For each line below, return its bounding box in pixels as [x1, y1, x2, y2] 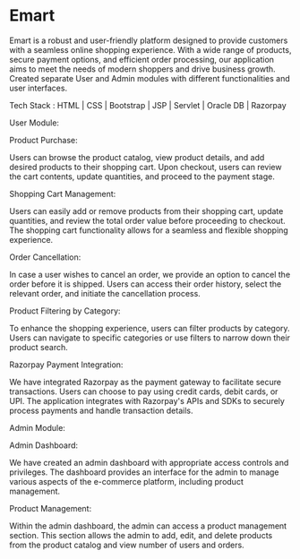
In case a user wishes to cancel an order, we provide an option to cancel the [9, 269, 291, 279]
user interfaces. [9, 82, 68, 93]
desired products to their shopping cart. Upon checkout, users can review [9, 161, 282, 172]
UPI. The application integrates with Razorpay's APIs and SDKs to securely [9, 395, 285, 406]
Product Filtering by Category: [9, 305, 121, 316]
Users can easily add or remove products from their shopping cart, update [9, 205, 284, 216]
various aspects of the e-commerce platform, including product [9, 476, 244, 486]
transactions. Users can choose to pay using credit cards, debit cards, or [9, 386, 279, 397]
